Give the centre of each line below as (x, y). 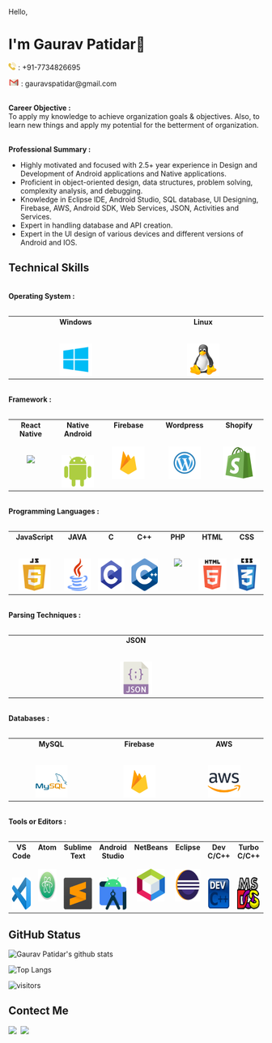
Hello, (18, 12)
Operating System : (42, 296)
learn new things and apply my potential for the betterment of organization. (134, 125)
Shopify (239, 425)
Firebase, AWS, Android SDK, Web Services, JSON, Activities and (130, 208)
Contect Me (38, 1011)
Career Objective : (40, 108)
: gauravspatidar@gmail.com (69, 83)
